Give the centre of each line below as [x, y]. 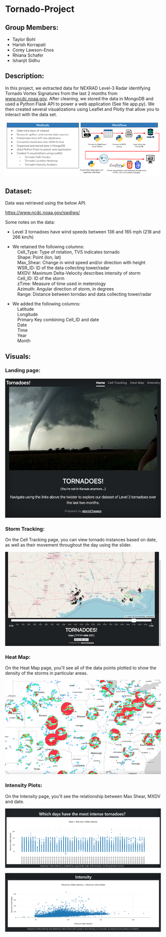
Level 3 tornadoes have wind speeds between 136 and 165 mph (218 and [86, 232]
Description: [25, 76]
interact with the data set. [31, 114]
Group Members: [32, 28]
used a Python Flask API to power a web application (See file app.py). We [80, 104]
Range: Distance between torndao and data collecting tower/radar [84, 294]
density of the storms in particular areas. [46, 673]
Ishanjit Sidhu [26, 60]
